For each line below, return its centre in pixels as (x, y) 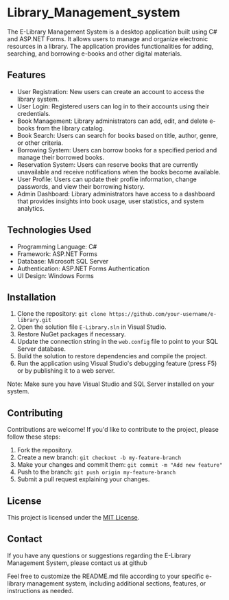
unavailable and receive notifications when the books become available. (119, 172)
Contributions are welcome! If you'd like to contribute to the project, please (113, 430)
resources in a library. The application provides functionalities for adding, (110, 46)
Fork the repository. (45, 450)
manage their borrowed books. (61, 157)
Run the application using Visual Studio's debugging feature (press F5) (117, 364)
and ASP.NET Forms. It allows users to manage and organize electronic (108, 38)
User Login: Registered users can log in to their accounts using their (113, 106)
